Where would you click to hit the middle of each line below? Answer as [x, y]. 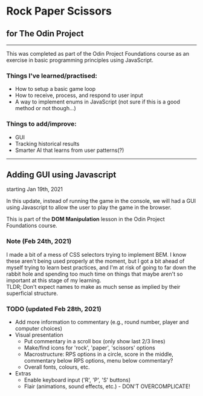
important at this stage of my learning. [54, 280]
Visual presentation [39, 335]
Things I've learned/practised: [52, 76]
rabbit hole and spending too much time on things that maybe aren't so [95, 274]
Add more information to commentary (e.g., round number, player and [102, 322]
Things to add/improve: [41, 124]
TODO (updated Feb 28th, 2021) [54, 309]
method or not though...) [46, 108]
